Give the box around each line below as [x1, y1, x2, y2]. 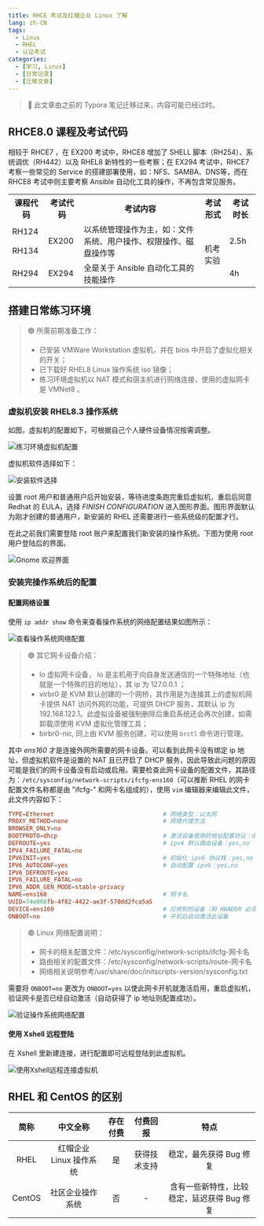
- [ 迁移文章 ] [15, 77, 53, 85]
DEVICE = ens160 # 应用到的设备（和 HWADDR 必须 [8, 905, 257, 913]
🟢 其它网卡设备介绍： [27, 650, 99, 659]
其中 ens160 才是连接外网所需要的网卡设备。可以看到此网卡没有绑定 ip [8, 745, 236, 755]
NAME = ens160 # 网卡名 [8, 891, 189, 899]
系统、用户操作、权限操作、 [83, 236, 186, 247]
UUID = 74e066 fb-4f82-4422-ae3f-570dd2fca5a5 [8, 898, 153, 906]
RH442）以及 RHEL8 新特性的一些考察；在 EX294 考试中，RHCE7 [35, 157, 250, 167]
